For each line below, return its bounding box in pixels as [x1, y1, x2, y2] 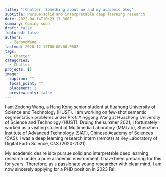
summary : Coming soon [5, 21, 50, 26]
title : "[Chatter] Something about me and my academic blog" [5, 7, 134, 12]
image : [5, 72, 19, 77]
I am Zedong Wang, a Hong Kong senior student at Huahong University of [5, 104, 156, 110]
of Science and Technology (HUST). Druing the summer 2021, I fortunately [5, 119, 158, 125]
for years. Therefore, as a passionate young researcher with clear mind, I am [5, 161, 162, 167]
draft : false [5, 26, 32, 31]
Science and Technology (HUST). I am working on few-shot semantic [5, 109, 147, 115]
